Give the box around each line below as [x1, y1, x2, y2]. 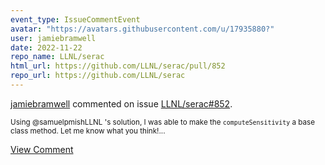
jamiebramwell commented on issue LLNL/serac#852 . [10, 97, 233, 110]
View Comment [10, 143, 74, 155]
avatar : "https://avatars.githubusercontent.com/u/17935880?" [10, 24, 275, 34]
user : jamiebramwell [10, 33, 97, 43]
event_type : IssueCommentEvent [10, 14, 141, 25]
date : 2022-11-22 [10, 42, 83, 53]
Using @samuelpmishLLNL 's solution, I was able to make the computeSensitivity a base [10, 117, 316, 127]
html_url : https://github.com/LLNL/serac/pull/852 [10, 61, 226, 71]
